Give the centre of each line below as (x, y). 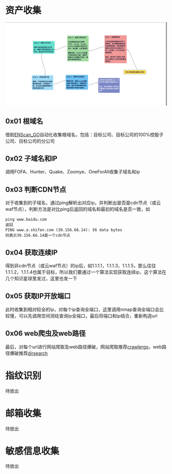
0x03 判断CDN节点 (36, 189)
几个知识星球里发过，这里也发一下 (41, 279)
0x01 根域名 (24, 121)
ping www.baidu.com (26, 220)
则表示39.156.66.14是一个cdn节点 (38, 236)
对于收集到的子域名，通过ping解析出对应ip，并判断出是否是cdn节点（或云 (83, 203)
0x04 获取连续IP (31, 252)
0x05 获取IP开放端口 (38, 296)
